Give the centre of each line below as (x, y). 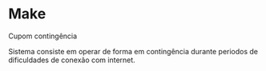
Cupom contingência (43, 36)
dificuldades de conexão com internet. (72, 60)
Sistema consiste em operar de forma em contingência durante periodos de (133, 51)
